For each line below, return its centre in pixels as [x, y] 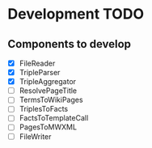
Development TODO [76, 14]
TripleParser [40, 73]
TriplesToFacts [44, 109]
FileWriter [35, 136]
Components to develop [69, 44]
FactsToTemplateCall [54, 118]
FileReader [37, 63]
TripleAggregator [48, 82]
